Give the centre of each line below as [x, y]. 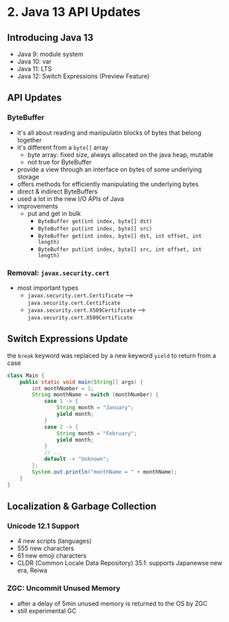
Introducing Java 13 [50, 38]
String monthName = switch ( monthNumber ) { [95, 395]
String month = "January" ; [95, 408]
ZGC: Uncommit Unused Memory [64, 588]
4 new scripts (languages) [54, 541]
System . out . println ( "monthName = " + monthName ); [104, 472]
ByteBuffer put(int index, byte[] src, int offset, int [120, 249]
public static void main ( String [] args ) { [81, 382]
